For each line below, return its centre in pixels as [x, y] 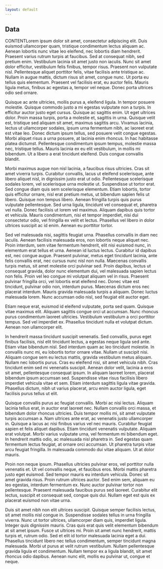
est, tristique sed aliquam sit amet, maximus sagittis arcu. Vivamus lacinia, [79, 123]
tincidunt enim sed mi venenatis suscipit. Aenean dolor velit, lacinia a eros [79, 368]
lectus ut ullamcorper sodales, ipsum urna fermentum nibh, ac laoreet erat [80, 128]
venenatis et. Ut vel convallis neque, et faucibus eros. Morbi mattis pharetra [81, 469]
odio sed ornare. [22, 93]
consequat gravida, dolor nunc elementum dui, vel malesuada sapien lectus [81, 271]
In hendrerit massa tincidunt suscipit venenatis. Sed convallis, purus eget [78, 337]
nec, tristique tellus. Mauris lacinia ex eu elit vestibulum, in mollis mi [73, 149]
